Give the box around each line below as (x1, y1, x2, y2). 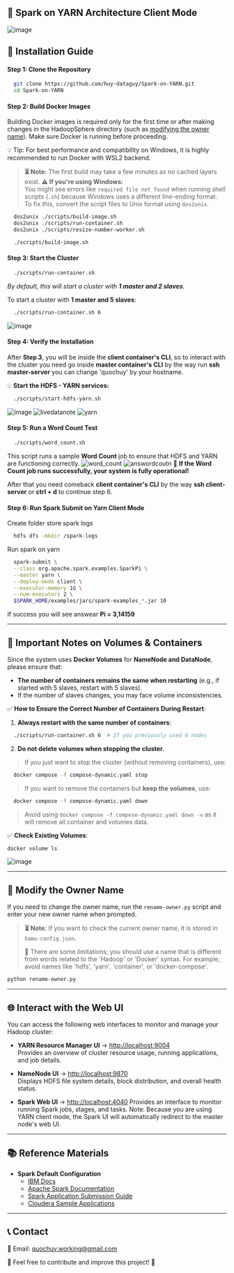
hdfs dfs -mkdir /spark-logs (13, 532, 98, 540)
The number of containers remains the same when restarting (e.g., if (17, 676, 219, 684)
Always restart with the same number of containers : (17, 718, 172, 727)
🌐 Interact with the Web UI (7, 1001, 124, 1014)
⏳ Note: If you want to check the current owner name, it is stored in (24, 924, 218, 932)
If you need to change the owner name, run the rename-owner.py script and (7, 903, 221, 911)
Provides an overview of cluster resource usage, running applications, (17, 1048, 219, 1056)
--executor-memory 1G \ (13, 585, 82, 592)
